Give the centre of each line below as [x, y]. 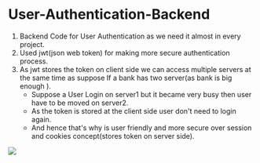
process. [34, 61]
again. [41, 119]
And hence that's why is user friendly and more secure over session [141, 128]
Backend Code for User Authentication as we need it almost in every [130, 36]
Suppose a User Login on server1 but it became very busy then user [141, 94]
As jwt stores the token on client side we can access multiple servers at [135, 69]
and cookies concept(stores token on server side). [113, 136]
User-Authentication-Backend [109, 14]
